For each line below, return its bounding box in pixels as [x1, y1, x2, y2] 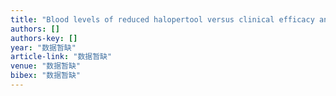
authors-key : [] [10, 33, 78, 43]
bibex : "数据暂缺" [10, 71, 82, 81]
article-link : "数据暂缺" [10, 52, 113, 62]
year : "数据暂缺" [10, 42, 77, 53]
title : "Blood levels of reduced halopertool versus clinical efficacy [10, 14, 315, 25]
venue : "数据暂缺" [10, 61, 82, 71]
